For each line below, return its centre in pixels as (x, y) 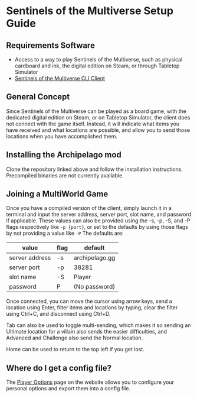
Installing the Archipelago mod (64, 155)
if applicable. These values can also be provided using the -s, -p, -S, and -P (98, 221)
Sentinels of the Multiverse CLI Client (60, 78)
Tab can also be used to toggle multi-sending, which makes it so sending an (98, 325)
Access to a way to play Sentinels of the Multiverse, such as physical (98, 59)
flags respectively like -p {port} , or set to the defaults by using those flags (97, 227)
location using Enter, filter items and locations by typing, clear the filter (92, 308)
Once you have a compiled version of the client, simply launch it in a (89, 208)
